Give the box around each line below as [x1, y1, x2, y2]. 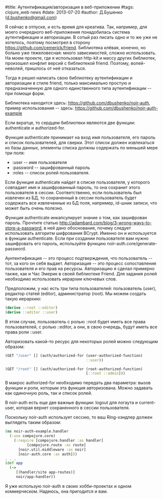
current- [139, 400, 156, 406]
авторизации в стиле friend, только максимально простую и [5, 80, 131, 86]
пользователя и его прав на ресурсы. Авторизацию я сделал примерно [5, 266, 155, 271]
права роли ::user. [5, 329, 43, 335]
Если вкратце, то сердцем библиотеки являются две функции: [5, 120, 136, 125]
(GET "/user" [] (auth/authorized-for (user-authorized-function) [5, 353, 143, 358]
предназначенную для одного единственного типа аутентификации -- [5, 85, 152, 91]
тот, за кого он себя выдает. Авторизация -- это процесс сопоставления [5, 261, 156, 266]
